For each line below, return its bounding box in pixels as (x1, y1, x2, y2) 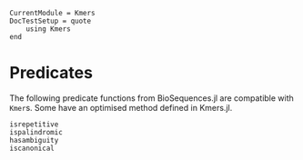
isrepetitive (9, 119, 59, 129)
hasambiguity (9, 135, 59, 145)
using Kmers (25, 25, 71, 34)
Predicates (9, 63, 94, 84)
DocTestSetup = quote (9, 16, 92, 25)
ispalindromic (9, 127, 64, 136)
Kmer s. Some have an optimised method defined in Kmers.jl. (9, 102, 233, 113)
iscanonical (9, 144, 55, 153)
